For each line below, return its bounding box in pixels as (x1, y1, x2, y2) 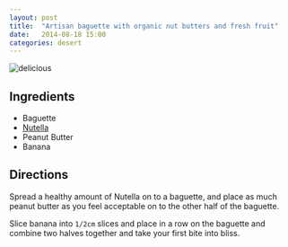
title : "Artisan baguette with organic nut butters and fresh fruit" (9, 22, 279, 31)
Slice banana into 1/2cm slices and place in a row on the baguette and (9, 217, 266, 229)
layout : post (9, 13, 58, 22)
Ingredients (9, 89, 75, 104)
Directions (9, 167, 69, 182)
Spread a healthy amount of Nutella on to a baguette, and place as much (9, 190, 278, 202)
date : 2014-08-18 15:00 (9, 30, 106, 39)
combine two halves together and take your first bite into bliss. (9, 227, 240, 238)
